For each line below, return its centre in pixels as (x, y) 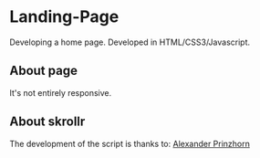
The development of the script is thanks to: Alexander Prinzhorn (130, 143)
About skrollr (47, 122)
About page (43, 71)
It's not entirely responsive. (61, 92)
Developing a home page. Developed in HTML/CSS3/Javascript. (130, 42)
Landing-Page (64, 17)
